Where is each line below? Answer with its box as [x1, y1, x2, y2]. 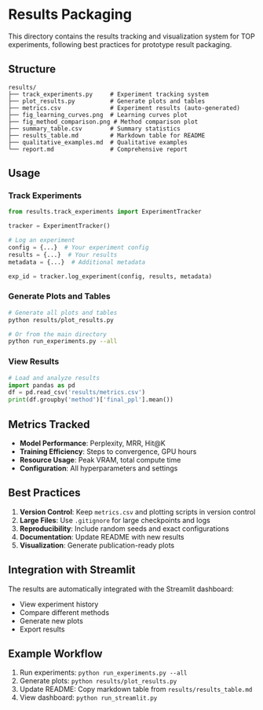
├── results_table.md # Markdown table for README [8, 131, 206, 139]
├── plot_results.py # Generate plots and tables [8, 97, 206, 105]
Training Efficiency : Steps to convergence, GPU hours [19, 446, 197, 456]
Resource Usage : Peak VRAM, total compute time [19, 455, 181, 464]
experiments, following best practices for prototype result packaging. [8, 39, 232, 49]
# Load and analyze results [8, 374, 100, 382]
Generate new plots [19, 616, 84, 625]
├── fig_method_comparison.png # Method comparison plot [8, 118, 199, 126]
